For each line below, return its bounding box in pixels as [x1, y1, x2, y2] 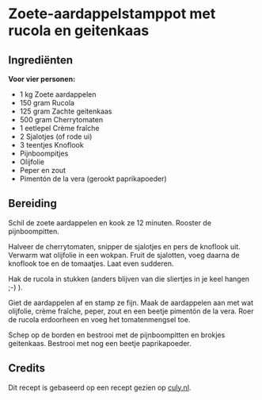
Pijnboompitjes [19, 148, 69, 158]
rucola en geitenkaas [8, 21, 150, 40]
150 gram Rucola [19, 98, 75, 107]
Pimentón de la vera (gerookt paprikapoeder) [19, 174, 168, 183]
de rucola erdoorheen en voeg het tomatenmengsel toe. [8, 314, 191, 324]
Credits [8, 362, 46, 375]
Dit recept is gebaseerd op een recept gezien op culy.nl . [8, 383, 192, 392]
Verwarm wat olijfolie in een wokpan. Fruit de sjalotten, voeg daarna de [8, 250, 240, 260]
